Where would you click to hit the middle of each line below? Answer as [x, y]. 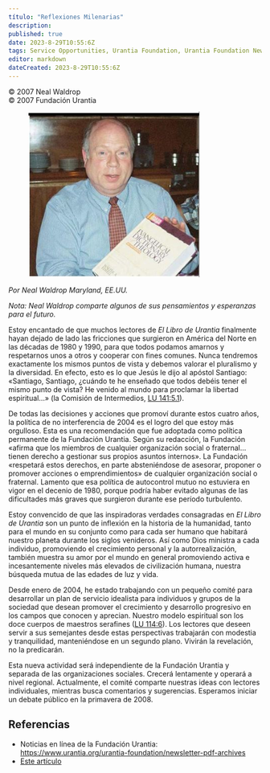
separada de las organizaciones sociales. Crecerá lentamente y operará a [130, 673]
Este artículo [41, 761]
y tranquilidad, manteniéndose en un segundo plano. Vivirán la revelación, [131, 641]
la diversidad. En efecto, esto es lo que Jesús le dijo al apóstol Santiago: [128, 372]
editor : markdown [37, 59]
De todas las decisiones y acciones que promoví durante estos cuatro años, [134, 413]
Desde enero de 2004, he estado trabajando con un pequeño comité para [131, 590]
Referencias [39, 724]
